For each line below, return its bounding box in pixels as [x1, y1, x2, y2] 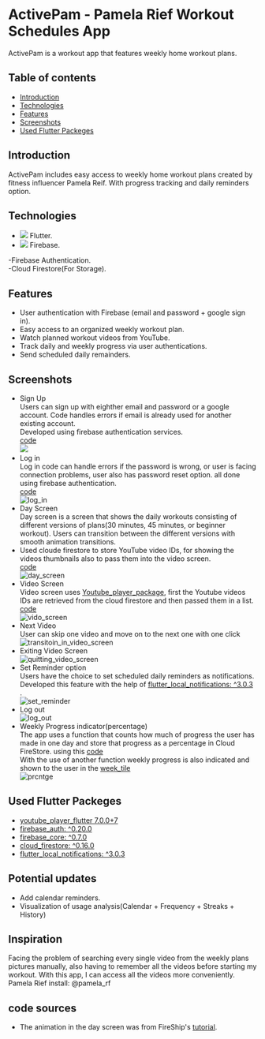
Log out [19, 705, 45, 714]
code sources [8, 1001, 77, 1015]
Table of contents [8, 71, 96, 84]
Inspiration [8, 932, 63, 946]
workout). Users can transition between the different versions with [19, 529, 235, 538]
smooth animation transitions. [19, 537, 117, 546]
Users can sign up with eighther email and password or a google [19, 402, 230, 411]
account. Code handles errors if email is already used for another [19, 410, 232, 420]
